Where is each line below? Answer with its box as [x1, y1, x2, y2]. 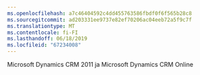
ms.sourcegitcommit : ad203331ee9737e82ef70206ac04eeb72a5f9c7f [7, 16, 192, 23]
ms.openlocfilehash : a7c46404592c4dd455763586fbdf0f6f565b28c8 [7, 10, 192, 17]
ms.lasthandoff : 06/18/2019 [7, 35, 88, 42]
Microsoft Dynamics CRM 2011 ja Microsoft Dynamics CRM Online [7, 61, 194, 68]
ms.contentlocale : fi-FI [7, 29, 78, 36]
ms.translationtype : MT [7, 22, 76, 29]
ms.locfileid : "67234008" [7, 42, 81, 48]
